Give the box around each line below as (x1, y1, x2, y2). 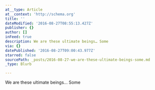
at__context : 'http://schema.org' (5, 12, 76, 17)
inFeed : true (5, 35, 32, 40)
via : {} (5, 44, 21, 48)
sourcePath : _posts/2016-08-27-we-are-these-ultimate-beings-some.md (5, 57, 151, 62)
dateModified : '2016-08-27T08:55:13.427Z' (5, 21, 93, 26)
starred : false (5, 52, 36, 58)
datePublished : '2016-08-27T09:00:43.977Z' (5, 48, 96, 53)
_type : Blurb (5, 62, 32, 67)
